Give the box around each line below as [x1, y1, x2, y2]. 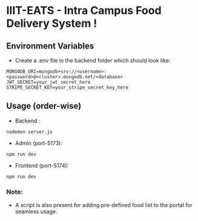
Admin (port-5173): [15, 139, 62, 146]
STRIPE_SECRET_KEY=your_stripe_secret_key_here [6, 84, 129, 90]
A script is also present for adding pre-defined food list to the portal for [15, 202, 193, 209]
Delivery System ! [6, 16, 97, 30]
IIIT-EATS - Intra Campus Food [6, 4, 162, 18]
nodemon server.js [6, 129, 53, 135]
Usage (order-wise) [6, 101, 82, 111]
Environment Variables [6, 41, 94, 51]
